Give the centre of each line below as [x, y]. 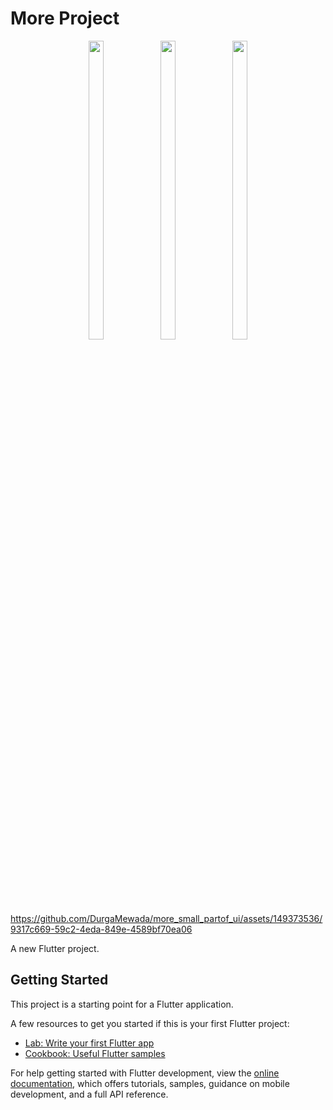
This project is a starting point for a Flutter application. [122, 1004]
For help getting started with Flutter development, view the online [145, 1073]
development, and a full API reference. [89, 1094]
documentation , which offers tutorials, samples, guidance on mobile [150, 1083]
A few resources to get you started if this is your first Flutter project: [150, 1023]
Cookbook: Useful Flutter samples [95, 1053]
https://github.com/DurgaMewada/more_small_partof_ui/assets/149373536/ [166, 918]
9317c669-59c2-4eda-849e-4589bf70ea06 [101, 929]
